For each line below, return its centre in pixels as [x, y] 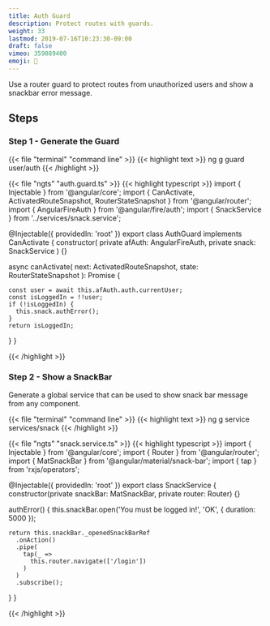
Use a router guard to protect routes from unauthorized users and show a [131, 84]
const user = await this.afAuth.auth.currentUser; [96, 290]
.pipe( [27, 547]
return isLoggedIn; [41, 325]
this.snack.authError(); [58, 311]
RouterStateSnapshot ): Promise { [64, 275]
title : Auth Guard [39, 16]
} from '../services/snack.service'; [65, 218]
